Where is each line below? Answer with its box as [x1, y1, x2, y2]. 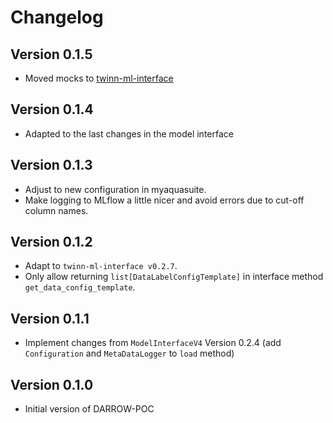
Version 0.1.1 [10, 310, 90, 327]
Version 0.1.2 [10, 234, 93, 251]
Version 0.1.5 [10, 46, 93, 63]
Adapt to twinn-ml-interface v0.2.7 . [24, 260, 178, 272]
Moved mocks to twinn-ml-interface [24, 72, 174, 84]
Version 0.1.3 [10, 157, 93, 174]
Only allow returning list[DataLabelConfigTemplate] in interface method [24, 271, 324, 283]
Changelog [10, 6, 104, 29]
